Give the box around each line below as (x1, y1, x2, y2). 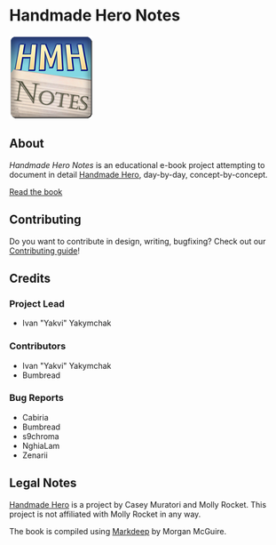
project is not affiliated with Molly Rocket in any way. (9, 509, 201, 519)
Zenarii (21, 450, 49, 461)
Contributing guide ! (9, 245, 80, 256)
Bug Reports (9, 392, 64, 405)
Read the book (9, 186, 63, 196)
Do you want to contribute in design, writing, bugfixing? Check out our (9, 236, 266, 246)
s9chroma (21, 430, 59, 441)
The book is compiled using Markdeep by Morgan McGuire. (9, 525, 227, 536)
